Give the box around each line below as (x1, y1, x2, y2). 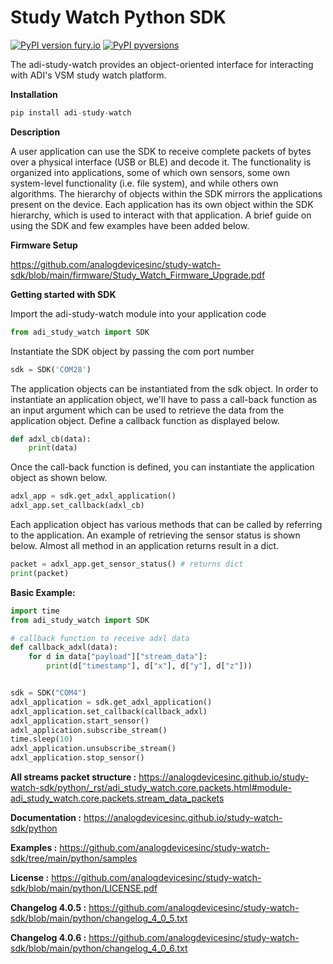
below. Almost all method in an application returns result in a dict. (10, 540, 280, 552)
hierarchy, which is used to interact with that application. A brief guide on (10, 209, 312, 221)
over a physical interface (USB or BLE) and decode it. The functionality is (10, 156, 312, 168)
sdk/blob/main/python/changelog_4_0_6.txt (10, 942, 188, 955)
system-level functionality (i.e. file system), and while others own (10, 177, 279, 189)
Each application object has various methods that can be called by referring (10, 519, 323, 531)
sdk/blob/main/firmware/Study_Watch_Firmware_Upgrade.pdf (10, 269, 266, 281)
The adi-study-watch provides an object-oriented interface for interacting (10, 58, 314, 70)
